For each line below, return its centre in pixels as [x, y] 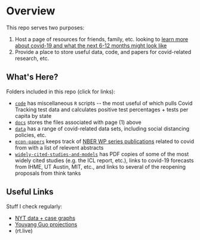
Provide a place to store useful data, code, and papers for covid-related [103, 51]
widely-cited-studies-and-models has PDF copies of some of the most [102, 154]
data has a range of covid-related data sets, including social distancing [102, 128]
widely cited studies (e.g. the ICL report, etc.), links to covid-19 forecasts [104, 160]
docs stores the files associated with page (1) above [78, 122]
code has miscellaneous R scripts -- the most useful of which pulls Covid [104, 103]
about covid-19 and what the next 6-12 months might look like [91, 45]
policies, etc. [30, 135]
